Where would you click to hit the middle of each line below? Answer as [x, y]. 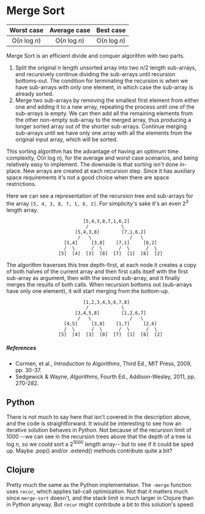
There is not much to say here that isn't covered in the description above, [99, 417]
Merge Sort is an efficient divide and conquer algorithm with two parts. [95, 55]
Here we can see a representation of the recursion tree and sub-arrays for [100, 196]
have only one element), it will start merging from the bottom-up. [88, 291]
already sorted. [34, 93]
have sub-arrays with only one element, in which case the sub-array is [104, 87]
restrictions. [21, 184]
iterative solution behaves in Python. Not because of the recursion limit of [99, 430]
